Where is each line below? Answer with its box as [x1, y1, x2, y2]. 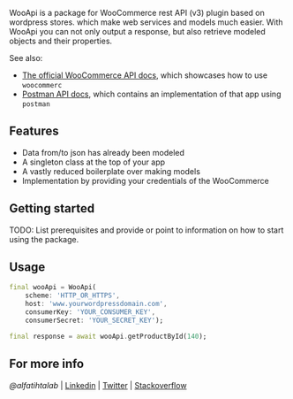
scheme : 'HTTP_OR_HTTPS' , [25, 291, 121, 300]
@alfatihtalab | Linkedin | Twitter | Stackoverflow [9, 380, 187, 390]
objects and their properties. [9, 35, 113, 46]
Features [9, 124, 59, 139]
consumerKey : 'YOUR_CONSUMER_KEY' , [25, 308, 156, 317]
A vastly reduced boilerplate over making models [21, 165, 201, 176]
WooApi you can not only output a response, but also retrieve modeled [9, 27, 267, 36]
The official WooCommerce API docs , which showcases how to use [21, 70, 267, 81]
